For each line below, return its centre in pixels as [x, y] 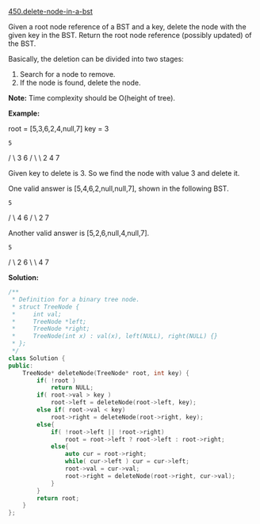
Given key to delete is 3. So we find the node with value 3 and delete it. [124, 173]
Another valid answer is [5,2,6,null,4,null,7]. [79, 233]
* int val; [36, 314]
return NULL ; [72, 388]
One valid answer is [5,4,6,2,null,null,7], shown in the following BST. [119, 188]
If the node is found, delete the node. [80, 83]
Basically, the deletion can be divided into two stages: [96, 59]
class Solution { [37, 358]
